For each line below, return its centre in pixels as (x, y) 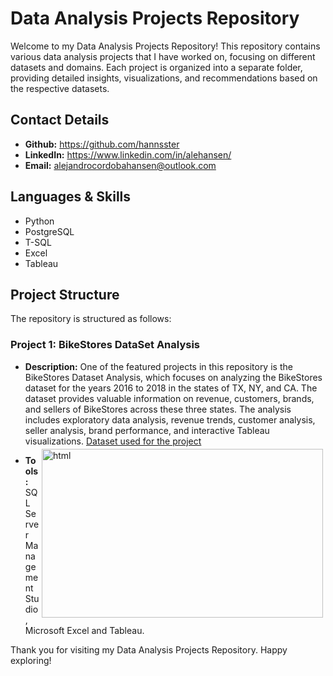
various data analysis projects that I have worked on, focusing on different (163, 56)
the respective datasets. (60, 88)
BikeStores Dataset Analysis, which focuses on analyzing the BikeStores (173, 377)
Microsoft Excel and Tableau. (84, 630)
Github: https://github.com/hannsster (102, 144)
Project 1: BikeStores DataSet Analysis (105, 345)
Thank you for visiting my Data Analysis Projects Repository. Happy (149, 649)
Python (39, 221)
